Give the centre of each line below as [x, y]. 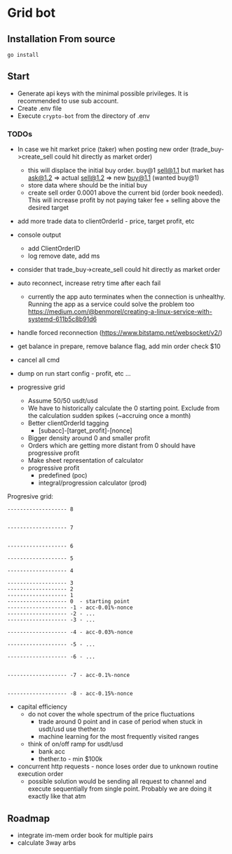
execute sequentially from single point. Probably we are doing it [120, 789]
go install [23, 55]
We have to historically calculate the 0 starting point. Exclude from [124, 408]
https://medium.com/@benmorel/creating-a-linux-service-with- [120, 312]
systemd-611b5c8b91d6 [62, 319]
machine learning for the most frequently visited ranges [119, 737]
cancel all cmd [38, 360]
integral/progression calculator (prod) [93, 483]
